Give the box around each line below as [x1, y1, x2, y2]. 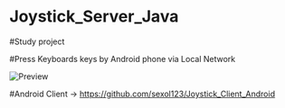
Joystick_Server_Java [9, 6, 179, 27]
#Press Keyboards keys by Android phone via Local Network [9, 53, 236, 64]
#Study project [9, 36, 65, 47]
